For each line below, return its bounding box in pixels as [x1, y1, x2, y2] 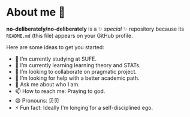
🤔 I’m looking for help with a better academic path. [14, 74, 140, 82]
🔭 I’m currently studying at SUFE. [14, 55, 97, 62]
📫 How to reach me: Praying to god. [14, 87, 105, 95]
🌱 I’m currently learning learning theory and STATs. [14, 61, 141, 68]
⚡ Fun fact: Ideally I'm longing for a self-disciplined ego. [14, 104, 153, 111]
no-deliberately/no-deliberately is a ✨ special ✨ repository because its [6, 25, 185, 32]
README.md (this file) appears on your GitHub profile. [6, 32, 133, 39]
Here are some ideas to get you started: [6, 43, 105, 50]
